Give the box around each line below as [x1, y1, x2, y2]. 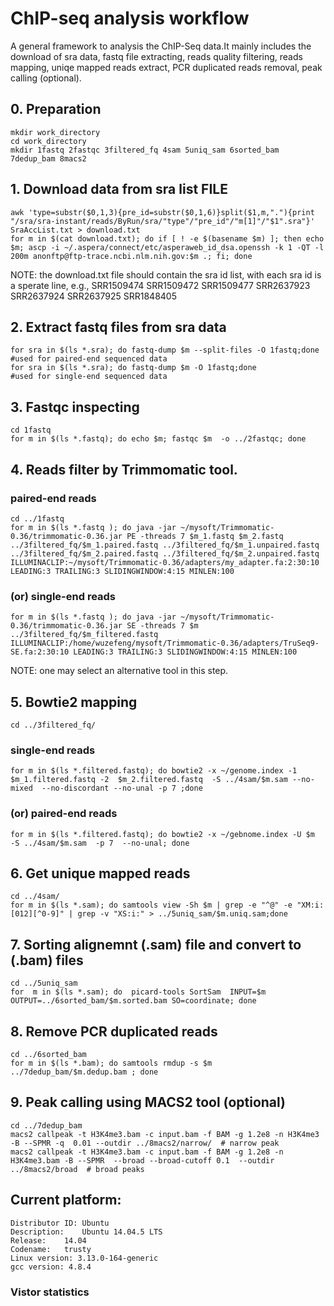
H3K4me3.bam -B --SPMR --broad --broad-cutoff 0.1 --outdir [10, 1155, 275, 1166]
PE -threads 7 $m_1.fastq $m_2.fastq [126, 531, 284, 541]
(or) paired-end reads [10, 807, 118, 821]
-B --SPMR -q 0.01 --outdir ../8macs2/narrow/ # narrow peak [10, 1138, 280, 1148]
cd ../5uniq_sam [10, 978, 78, 989]
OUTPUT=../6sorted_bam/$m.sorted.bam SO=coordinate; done [10, 996, 257, 1006]
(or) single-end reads [10, 589, 117, 603]
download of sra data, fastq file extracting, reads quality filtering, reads [10, 50, 303, 62]
